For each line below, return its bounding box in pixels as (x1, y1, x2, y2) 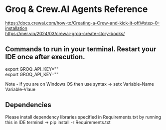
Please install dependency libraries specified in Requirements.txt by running (5, 114, 162, 120)
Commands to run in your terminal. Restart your (5, 45, 157, 53)
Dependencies (5, 101, 51, 109)
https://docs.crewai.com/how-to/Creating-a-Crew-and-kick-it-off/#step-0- (5, 20, 160, 26)
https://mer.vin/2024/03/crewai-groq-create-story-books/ (5, 30, 125, 36)
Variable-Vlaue (5, 86, 36, 92)
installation (5, 25, 27, 31)
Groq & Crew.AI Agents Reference (5, 3, 148, 15)
